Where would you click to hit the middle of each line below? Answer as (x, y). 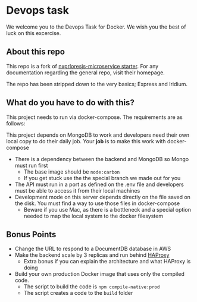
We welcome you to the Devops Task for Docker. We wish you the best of (96, 27)
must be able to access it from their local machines (77, 190)
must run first (31, 165)
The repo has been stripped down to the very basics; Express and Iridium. (97, 84)
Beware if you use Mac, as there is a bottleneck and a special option (107, 209)
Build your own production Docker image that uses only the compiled (99, 274)
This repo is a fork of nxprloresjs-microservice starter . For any (82, 66)
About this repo (36, 52)
